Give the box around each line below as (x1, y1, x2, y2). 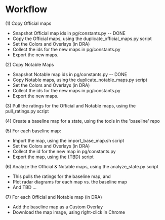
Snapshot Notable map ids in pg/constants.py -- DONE (12, 71, 128, 77)
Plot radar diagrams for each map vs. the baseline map (12, 178, 128, 185)
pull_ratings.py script (5, 108, 49, 114)
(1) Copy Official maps (5, 20, 52, 26)
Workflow (5, 4, 48, 15)
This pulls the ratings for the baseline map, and (12, 173, 111, 179)
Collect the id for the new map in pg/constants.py (12, 148, 116, 154)
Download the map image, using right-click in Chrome (12, 209, 126, 215)
